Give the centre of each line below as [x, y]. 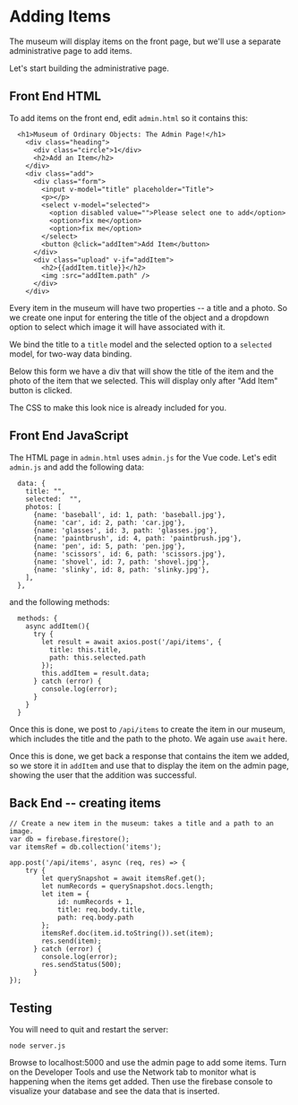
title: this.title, [85, 650]
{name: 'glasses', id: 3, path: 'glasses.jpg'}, [125, 531]
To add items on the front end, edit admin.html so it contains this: [129, 117]
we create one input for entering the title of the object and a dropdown [139, 317]
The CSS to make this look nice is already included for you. [118, 407]
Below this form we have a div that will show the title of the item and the [142, 371]
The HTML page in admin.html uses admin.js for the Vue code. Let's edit [143, 457]
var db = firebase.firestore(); [69, 840]
